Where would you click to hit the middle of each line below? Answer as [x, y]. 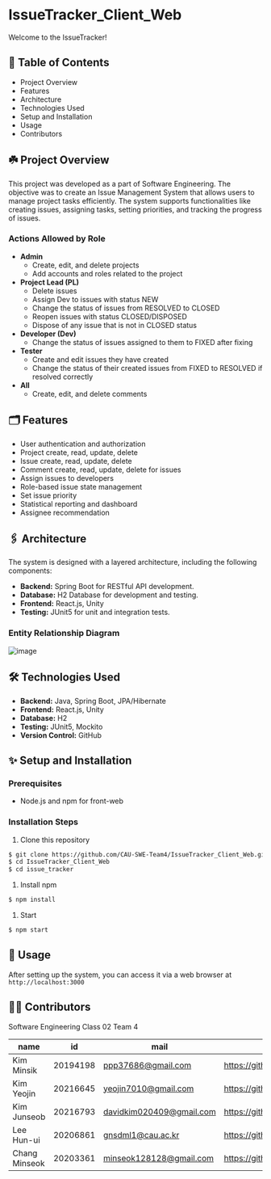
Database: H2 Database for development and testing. [109, 595]
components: [30, 571]
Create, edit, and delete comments [90, 394]
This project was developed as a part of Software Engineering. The [120, 183]
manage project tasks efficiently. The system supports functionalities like [130, 200]
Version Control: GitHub [61, 735]
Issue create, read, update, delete [76, 461]
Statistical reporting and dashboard [79, 503]
